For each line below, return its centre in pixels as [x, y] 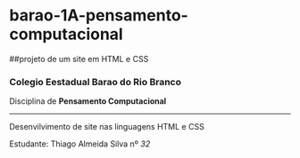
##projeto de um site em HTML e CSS [79, 59]
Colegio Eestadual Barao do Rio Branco [95, 82]
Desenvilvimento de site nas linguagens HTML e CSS [107, 127]
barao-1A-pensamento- [99, 16]
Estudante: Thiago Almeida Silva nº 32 [80, 144]
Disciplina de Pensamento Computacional [88, 101]
